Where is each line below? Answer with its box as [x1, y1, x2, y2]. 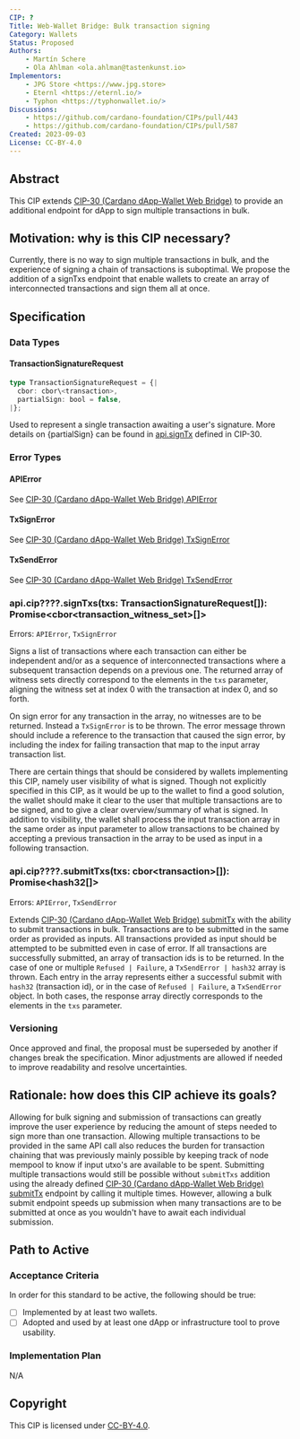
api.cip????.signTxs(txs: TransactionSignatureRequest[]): [9, 597, 268, 609]
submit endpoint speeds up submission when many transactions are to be [9, 1197, 282, 1208]
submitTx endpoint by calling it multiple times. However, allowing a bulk [9, 1188, 272, 1199]
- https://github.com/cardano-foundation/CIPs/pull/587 [25, 122, 239, 131]
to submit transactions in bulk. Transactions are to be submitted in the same [9, 923, 289, 934]
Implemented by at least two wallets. [21, 1307, 159, 1318]
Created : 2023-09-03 [9, 130, 87, 139]
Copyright [9, 1396, 67, 1411]
